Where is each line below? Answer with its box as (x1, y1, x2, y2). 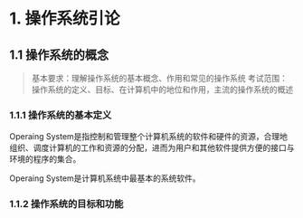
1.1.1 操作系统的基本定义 (9, 109, 112, 121)
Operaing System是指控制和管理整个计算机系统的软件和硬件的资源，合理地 (9, 131, 288, 142)
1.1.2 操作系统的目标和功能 (9, 198, 124, 211)
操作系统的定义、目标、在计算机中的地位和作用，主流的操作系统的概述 (31, 84, 294, 95)
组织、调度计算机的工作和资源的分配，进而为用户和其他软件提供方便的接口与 (9, 142, 295, 154)
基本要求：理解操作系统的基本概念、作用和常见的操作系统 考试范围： (31, 73, 288, 83)
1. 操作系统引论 (9, 8, 120, 29)
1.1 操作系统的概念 (9, 47, 109, 62)
